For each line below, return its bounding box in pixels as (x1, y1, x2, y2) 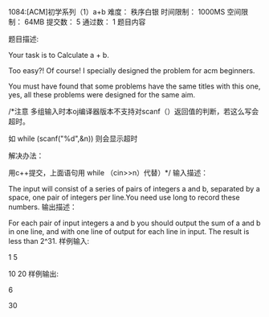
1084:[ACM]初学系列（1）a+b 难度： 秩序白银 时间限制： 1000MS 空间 (8, 7, 242, 16)
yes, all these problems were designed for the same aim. (8, 90, 195, 99)
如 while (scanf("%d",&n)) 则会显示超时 (8, 134, 138, 143)
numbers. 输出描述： (8, 202, 78, 212)
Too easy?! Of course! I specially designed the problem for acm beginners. (8, 66, 255, 75)
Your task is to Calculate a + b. (8, 51, 110, 60)
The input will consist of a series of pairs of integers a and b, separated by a (8, 184, 261, 193)
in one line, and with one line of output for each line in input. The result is (8, 227, 250, 236)
